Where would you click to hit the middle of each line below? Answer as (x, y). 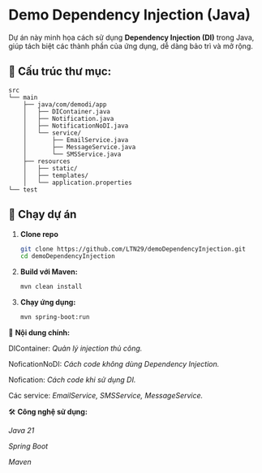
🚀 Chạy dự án (43, 215)
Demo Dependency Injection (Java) (130, 15)
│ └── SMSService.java (72, 154)
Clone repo (39, 234)
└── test (23, 189)
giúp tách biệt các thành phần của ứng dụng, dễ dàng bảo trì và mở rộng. (131, 45)
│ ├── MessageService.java (79, 147)
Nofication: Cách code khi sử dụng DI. (72, 380)
